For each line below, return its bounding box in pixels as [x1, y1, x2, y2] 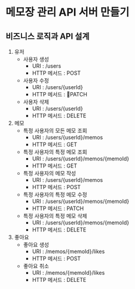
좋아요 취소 [23, 263, 49, 269]
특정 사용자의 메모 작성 [23, 170, 76, 177]
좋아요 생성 [23, 241, 49, 248]
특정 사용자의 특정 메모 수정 [23, 191, 87, 198]
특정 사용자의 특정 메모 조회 [23, 148, 87, 156]
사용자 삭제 [23, 98, 49, 105]
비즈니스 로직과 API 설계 [5, 31, 90, 41]
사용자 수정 [23, 77, 49, 84]
